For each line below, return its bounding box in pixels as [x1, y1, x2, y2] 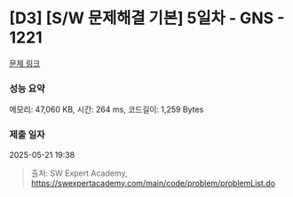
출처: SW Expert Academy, [30, 168, 128, 178]
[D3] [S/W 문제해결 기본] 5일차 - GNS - [9, 8, 285, 28]
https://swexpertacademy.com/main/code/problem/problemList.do [30, 177, 276, 188]
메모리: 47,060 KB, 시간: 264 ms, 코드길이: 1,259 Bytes [9, 104, 204, 115]
